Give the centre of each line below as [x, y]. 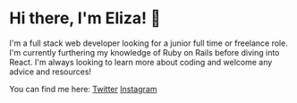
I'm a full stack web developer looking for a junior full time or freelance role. [148, 43]
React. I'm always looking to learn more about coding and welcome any [141, 62]
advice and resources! [51, 72]
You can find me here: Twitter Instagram [83, 89]
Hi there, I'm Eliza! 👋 [85, 18]
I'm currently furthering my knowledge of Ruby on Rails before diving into [144, 52]
